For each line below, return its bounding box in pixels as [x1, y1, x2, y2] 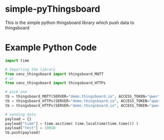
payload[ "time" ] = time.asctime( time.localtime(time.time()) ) [5, 121, 139, 126]
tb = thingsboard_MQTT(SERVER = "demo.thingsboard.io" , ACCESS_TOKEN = [5, 94, 147, 99]
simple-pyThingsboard [5, 3, 101, 15]
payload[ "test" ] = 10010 [5, 126, 56, 131]
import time [5, 58, 29, 63]
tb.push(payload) [5, 130, 41, 135]
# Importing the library [5, 67, 56, 72]
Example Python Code [5, 42, 97, 53]
